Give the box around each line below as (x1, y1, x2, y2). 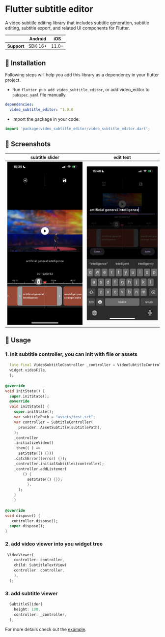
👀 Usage (5, 336, 31, 344)
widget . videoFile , (9, 368, 48, 373)
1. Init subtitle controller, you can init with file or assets (5, 351, 137, 358)
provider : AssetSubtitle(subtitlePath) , (18, 425, 102, 430)
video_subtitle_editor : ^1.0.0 (9, 107, 74, 112)
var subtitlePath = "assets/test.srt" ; (14, 415, 96, 420)
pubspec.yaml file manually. (12, 92, 67, 98)
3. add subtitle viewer (5, 590, 58, 597)
